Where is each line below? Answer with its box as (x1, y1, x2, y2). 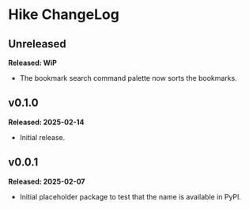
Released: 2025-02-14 (8, 117, 85, 127)
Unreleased (8, 37, 67, 51)
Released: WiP (8, 58, 58, 67)
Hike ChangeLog (8, 6, 120, 24)
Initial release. (19, 132, 66, 142)
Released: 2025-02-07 (8, 177, 85, 186)
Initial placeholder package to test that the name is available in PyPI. (19, 192, 242, 201)
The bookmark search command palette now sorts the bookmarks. (19, 74, 237, 82)
